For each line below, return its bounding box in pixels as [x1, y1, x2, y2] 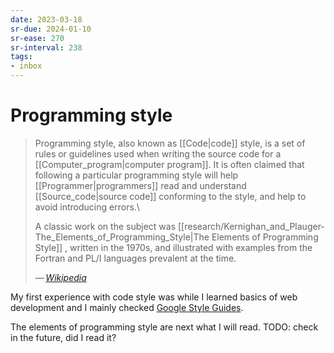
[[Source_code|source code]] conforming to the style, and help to [34, 190, 307, 202]
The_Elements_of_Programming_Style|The [34, 231, 210, 243]
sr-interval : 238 [10, 42, 83, 53]
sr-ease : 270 [10, 33, 65, 43]
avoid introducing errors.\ [34, 201, 140, 213]
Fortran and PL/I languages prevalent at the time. [34, 252, 237, 264]
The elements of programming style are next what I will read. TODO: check [10, 321, 319, 333]
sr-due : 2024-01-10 [10, 24, 92, 34]
